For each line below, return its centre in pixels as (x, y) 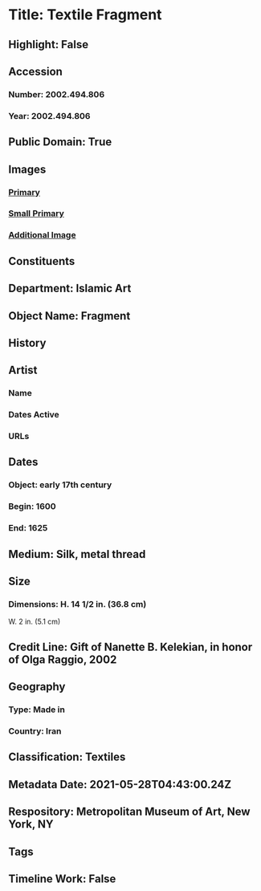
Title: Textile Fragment (85, 15)
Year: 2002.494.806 (49, 116)
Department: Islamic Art (70, 289)
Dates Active (34, 415)
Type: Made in (37, 710)
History (27, 343)
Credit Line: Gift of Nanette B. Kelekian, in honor (130, 647)
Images (27, 169)
